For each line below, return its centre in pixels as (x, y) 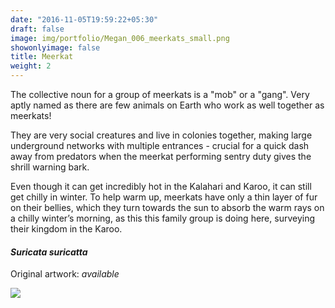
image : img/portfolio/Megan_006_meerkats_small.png (120, 38)
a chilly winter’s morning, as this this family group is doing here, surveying (163, 218)
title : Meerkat (42, 57)
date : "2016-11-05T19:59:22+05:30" (84, 19)
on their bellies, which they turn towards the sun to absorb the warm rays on (167, 207)
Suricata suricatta (49, 252)
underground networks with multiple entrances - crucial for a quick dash (160, 145)
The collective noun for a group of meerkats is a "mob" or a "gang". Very (160, 94)
